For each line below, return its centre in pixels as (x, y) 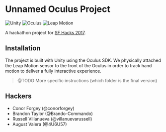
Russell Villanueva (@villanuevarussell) (52, 119)
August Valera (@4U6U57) (40, 124)
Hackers (18, 96)
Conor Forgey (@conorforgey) (43, 108)
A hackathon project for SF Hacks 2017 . (45, 32)
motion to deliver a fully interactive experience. (53, 71)
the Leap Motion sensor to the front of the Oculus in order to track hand (79, 65)
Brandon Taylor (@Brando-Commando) (52, 114)
